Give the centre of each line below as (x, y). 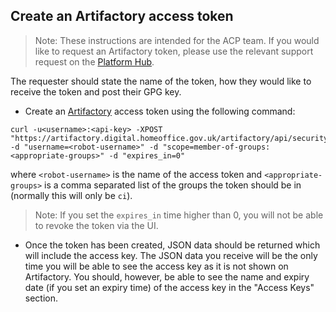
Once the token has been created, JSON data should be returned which (172, 245)
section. (41, 298)
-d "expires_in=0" (147, 155)
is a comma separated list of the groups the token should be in (173, 185)
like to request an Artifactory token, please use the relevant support (174, 51)
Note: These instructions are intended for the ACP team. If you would (177, 40)
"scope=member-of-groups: (216, 147)
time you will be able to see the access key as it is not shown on (156, 266)
